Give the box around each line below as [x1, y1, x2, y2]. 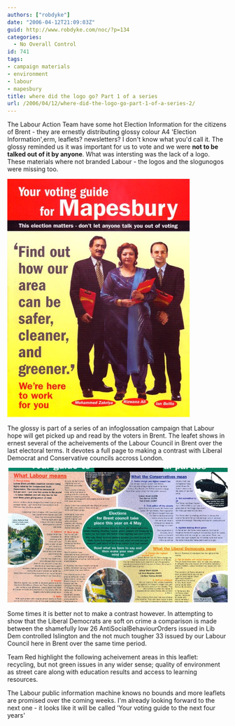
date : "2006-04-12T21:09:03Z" [7, 18, 96, 26]
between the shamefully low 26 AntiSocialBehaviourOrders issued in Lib [7, 624, 215, 633]
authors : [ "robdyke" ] [7, 11, 71, 18]
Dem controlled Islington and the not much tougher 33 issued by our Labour [7, 632, 226, 640]
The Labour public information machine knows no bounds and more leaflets [7, 689, 226, 697]
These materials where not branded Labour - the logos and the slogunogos [7, 158, 224, 166]
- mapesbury [7, 85, 42, 93]
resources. [7, 675, 38, 684]
